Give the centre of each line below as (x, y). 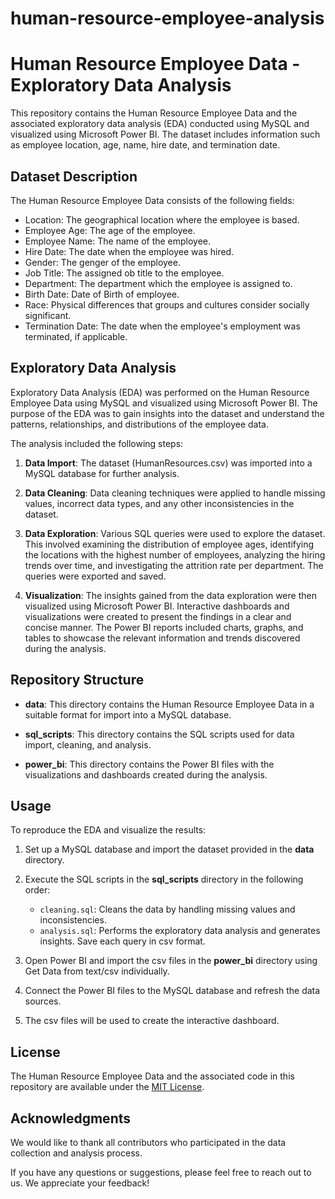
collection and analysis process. (76, 1153)
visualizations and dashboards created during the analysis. (146, 774)
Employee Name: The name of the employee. (118, 241)
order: (37, 890)
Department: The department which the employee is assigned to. (158, 283)
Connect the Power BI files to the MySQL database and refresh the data (172, 991)
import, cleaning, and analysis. (88, 744)
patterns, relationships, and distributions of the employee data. (139, 424)
